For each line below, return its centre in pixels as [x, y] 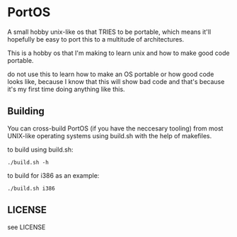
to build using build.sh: [40, 150]
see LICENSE [27, 227]
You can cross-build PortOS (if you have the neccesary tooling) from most [115, 128]
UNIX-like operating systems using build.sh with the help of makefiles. [110, 135]
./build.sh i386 [31, 188]
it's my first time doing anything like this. [66, 89]
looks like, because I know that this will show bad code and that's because [116, 81]
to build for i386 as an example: [53, 175]
